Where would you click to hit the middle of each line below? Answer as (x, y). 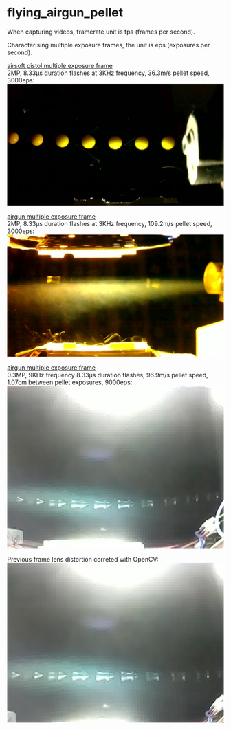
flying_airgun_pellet (65, 13)
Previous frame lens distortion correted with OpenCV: (83, 559)
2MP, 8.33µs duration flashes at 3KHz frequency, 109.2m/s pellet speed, (110, 224)
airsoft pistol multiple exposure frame (60, 65)
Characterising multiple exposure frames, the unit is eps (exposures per (109, 45)
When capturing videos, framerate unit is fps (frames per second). (101, 32)
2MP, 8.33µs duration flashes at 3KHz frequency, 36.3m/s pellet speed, (108, 73)
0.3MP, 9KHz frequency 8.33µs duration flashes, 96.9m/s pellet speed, (108, 375)
